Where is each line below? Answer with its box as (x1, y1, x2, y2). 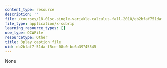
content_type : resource (5, 7, 55, 12)
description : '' (5, 12, 39, 17)
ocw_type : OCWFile (5, 30, 43, 35)
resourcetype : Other (5, 35, 48, 40)
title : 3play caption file (5, 40, 61, 45)
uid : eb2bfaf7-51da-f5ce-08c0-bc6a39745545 (5, 44, 97, 49)
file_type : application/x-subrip (5, 21, 75, 26)
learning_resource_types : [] (5, 26, 66, 31)
